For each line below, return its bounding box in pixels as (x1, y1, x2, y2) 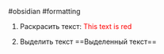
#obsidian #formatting (8, 7, 81, 16)
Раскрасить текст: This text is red (19, 22, 132, 31)
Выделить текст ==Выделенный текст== (19, 37, 157, 46)
